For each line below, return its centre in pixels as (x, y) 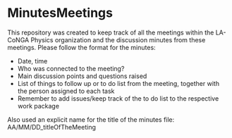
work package (38, 106)
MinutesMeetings (60, 13)
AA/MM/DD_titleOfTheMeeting (52, 127)
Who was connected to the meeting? (71, 68)
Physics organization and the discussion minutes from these (118, 39)
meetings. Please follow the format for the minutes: (82, 47)
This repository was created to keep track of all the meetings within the (111, 32)
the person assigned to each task (66, 91)
